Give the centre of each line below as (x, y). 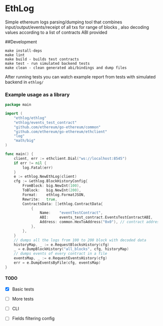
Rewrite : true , (40, 199)
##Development (21, 41)
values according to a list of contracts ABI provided (56, 32)
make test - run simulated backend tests (48, 63)
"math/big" (25, 141)
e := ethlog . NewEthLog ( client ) (45, 177)
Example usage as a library (37, 95)
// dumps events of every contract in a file (61, 254)
